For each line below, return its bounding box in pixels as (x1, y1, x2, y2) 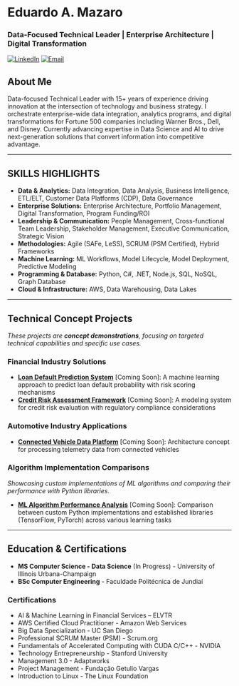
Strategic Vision (17, 232, 65, 241)
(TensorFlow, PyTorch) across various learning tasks (17, 515, 172, 524)
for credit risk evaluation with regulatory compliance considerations (17, 403, 216, 412)
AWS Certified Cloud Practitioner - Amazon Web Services (17, 618, 187, 627)
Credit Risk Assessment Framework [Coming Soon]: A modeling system (17, 395, 232, 404)
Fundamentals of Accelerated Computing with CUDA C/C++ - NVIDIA (17, 641, 221, 650)
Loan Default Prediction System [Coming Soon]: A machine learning (17, 373, 220, 382)
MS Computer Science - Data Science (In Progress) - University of (17, 562, 216, 570)
